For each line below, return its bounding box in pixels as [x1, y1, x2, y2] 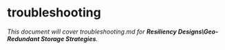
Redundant [7, 34, 40, 42]
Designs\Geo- [178, 27, 219, 36]
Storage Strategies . [41, 34, 98, 42]
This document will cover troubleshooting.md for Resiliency [7, 27, 177, 36]
